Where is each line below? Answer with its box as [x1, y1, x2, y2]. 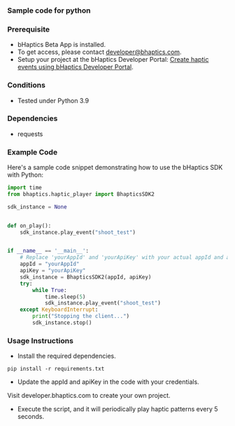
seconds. [17, 413, 45, 421]
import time [7, 185, 42, 192]
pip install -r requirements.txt [7, 366, 105, 373]
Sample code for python [7, 6, 91, 15]
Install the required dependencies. [17, 352, 117, 360]
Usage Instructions [7, 335, 73, 345]
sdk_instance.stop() [32, 319, 92, 326]
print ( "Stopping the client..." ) [32, 313, 130, 320]
